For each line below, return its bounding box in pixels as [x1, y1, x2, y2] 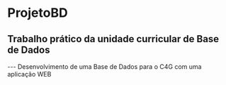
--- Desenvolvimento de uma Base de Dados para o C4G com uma [7, 63, 202, 71]
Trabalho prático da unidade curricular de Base [7, 33, 220, 45]
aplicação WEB [7, 70, 52, 78]
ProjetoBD [7, 5, 69, 21]
